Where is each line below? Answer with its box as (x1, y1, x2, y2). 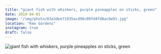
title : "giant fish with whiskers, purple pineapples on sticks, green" (5, 7, 157, 12)
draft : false (5, 30, 32, 35)
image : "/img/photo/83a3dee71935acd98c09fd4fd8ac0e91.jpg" (5, 16, 129, 21)
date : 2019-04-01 (5, 12, 41, 17)
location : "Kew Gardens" (5, 21, 56, 26)
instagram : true (5, 26, 38, 30)
